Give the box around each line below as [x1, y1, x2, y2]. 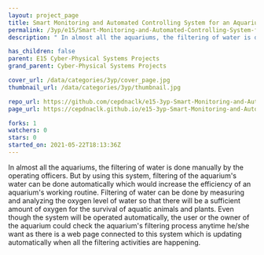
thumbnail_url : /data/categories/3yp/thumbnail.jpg [8, 83, 181, 91]
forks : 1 [8, 119, 37, 127]
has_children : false [8, 48, 76, 56]
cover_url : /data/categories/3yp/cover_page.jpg [8, 76, 170, 84]
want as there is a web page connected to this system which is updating [8, 229, 242, 239]
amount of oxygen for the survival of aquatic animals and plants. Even [8, 204, 234, 213]
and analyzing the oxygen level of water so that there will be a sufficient [8, 195, 241, 205]
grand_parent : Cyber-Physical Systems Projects [8, 62, 167, 71]
